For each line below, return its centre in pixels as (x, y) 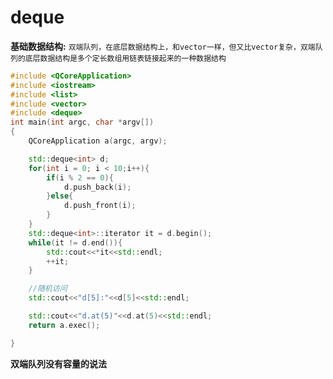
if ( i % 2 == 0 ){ (80, 177)
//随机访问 (48, 289)
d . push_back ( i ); (97, 187)
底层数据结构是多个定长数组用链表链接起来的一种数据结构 (125, 58)
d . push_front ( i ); (100, 206)
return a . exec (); (64, 325)
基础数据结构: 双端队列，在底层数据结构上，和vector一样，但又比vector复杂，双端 (163, 46)
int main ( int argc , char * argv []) (82, 122)
